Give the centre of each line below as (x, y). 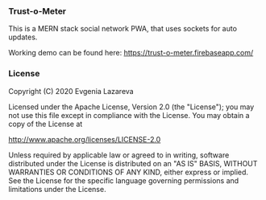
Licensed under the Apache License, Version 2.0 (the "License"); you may (131, 107)
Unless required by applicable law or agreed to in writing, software (119, 155)
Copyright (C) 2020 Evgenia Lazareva (71, 91)
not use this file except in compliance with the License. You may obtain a (129, 115)
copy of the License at (46, 124)
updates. (23, 37)
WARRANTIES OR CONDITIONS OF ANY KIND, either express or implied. (128, 172)
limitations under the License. (57, 189)
